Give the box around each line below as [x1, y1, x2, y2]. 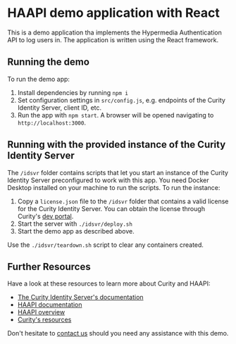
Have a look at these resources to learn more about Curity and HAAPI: [7, 279, 211, 288]
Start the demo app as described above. [17, 227, 135, 235]
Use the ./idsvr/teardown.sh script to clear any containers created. [7, 241, 204, 249]
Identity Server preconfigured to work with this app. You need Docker [7, 176, 209, 184]
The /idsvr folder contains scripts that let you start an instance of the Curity [7, 168, 229, 177]
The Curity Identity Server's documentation [17, 293, 144, 302]
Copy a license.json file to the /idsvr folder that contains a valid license [17, 197, 229, 205]
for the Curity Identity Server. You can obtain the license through [17, 204, 206, 212]
